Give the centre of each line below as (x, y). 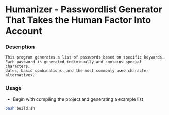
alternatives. (20, 75)
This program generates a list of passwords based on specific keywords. (85, 57)
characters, (18, 66)
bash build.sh (20, 108)
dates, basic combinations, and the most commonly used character (77, 71)
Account (24, 31)
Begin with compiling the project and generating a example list (78, 99)
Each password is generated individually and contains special (74, 62)
